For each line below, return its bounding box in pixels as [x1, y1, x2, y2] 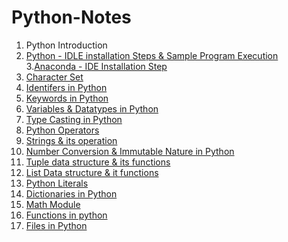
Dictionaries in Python [25, 187, 118, 200]
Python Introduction [25, 39, 108, 51]
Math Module [25, 198, 81, 210]
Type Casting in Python [25, 113, 123, 125]
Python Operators [25, 124, 100, 136]
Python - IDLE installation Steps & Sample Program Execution [25, 49, 279, 61]
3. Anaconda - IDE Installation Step [25, 60, 168, 72]
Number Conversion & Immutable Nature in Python [25, 145, 235, 157]
